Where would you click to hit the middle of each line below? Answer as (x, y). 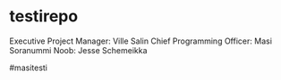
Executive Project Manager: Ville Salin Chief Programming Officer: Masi (141, 41)
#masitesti (28, 68)
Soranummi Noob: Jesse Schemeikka (78, 50)
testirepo (44, 16)
